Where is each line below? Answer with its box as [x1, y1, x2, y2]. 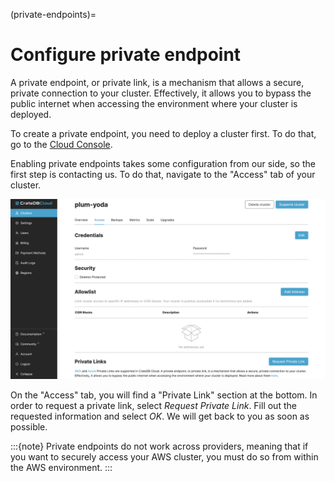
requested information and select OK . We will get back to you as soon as [10, 410, 310, 423]
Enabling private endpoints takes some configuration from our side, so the [10, 157, 316, 169]
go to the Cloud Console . [10, 138, 113, 150]
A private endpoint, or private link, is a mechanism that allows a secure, [10, 76, 305, 88]
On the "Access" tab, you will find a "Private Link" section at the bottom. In [10, 389, 318, 401]
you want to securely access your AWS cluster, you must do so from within [10, 451, 319, 463]
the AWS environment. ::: [10, 462, 113, 474]
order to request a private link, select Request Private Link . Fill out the [10, 400, 297, 412]
